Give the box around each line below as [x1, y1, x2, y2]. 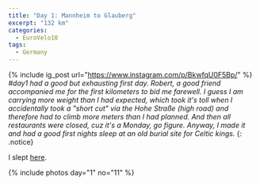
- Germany [15, 48, 48, 56]
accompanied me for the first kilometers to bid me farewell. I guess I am [8, 87, 244, 96]
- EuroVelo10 [15, 33, 59, 42]
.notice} [8, 138, 34, 146]
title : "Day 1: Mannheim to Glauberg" [8, 11, 136, 20]
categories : [8, 26, 48, 34]
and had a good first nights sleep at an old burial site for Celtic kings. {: [8, 129, 243, 138]
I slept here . [8, 153, 48, 162]
